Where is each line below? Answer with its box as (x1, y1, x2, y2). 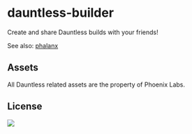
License (7, 100, 43, 112)
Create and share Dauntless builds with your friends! (7, 28, 158, 36)
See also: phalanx (7, 41, 59, 50)
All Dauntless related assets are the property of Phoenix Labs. (7, 80, 186, 89)
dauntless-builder (7, 5, 114, 21)
